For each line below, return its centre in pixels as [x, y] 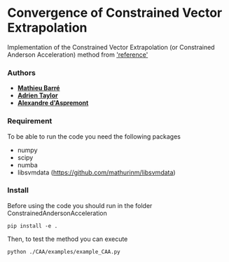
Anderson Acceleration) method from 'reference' [78, 55]
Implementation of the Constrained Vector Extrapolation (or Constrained [111, 47]
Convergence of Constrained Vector [115, 13]
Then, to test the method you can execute [68, 239]
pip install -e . [33, 226]
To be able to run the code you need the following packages [94, 136]
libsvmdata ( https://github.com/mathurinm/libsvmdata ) [97, 172]
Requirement [30, 121]
